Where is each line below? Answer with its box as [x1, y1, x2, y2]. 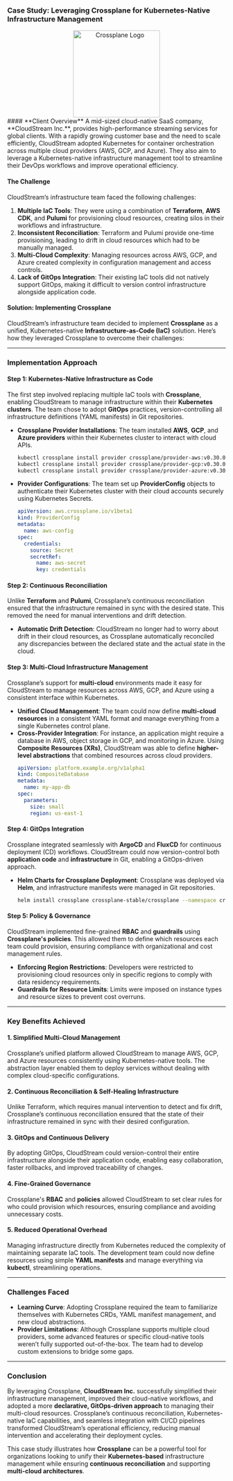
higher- [196, 744, 219, 752]
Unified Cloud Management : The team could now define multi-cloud [17, 707, 216, 715]
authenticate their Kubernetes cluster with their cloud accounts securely [17, 487, 224, 495]
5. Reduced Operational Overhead [7, 1226, 107, 1234]
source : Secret [30, 547, 74, 554]
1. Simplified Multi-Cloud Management [7, 1034, 121, 1042]
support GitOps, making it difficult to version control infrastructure [17, 280, 207, 289]
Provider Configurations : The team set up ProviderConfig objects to [17, 479, 216, 488]
